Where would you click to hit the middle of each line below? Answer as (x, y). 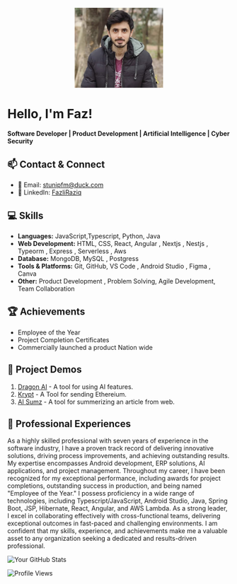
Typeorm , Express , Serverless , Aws (72, 251)
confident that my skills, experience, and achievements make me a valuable (117, 531)
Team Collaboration (46, 288)
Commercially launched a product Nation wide (85, 347)
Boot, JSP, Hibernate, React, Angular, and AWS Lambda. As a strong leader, (117, 508)
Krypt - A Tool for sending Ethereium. (72, 394)
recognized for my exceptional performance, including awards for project (114, 479)
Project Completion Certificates (63, 339)
